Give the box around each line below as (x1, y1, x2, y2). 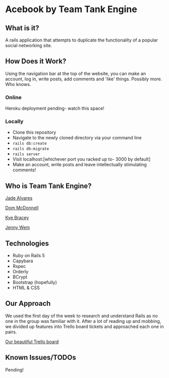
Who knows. (5, 81, 31, 87)
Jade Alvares (5, 195, 33, 201)
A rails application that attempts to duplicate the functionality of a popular (5, 37, 158, 43)
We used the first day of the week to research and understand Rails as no (5, 312, 158, 319)
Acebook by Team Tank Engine (5, 4, 137, 15)
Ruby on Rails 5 (12, 253, 45, 259)
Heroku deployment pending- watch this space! (5, 105, 104, 112)
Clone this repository (12, 129, 57, 135)
